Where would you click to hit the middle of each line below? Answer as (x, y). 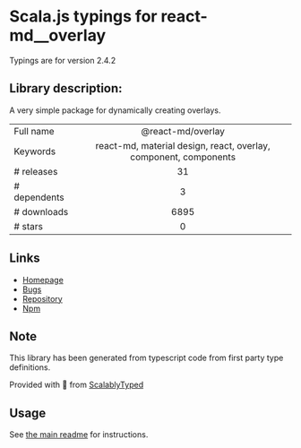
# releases (36, 171)
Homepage (43, 280)
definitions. (30, 367)
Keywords (35, 151)
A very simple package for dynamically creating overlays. (115, 110)
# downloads (41, 211)
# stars (28, 226)
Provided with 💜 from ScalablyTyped (77, 385)
